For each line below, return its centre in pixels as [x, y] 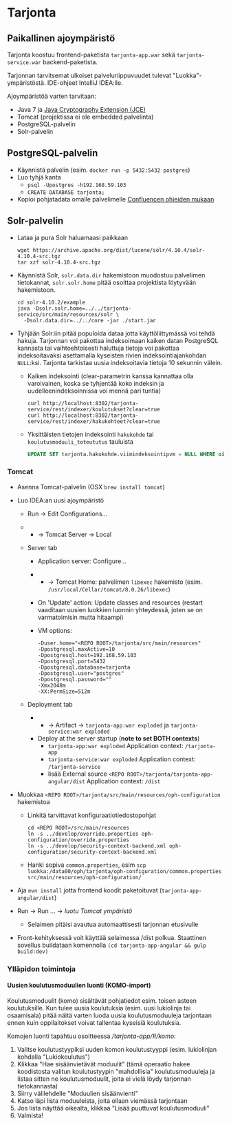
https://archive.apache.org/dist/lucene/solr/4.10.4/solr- [119, 250]
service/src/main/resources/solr [65, 314]
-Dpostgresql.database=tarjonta [84, 667]
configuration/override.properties [78, 840]
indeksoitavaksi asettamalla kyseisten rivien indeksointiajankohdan [112, 355]
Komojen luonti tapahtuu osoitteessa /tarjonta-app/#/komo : [92, 1036]
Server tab [42, 547]
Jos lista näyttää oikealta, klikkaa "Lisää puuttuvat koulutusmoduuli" [113, 1108]
